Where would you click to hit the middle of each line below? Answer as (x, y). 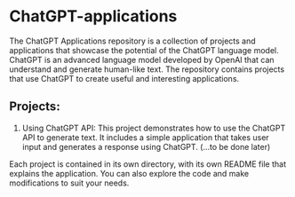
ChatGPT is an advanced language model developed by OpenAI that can (142, 59)
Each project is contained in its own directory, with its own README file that (148, 164)
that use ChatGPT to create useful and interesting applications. (124, 78)
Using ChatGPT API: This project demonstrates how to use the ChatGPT (154, 128)
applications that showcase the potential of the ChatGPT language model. (144, 50)
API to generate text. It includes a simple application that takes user (145, 137)
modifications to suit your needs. (69, 183)
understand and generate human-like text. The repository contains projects (147, 69)
